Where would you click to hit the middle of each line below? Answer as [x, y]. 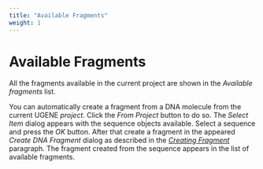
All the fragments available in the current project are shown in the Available [131, 83]
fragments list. [32, 92]
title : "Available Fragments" [59, 15]
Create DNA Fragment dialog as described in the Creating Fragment [119, 140]
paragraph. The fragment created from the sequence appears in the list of [129, 149]
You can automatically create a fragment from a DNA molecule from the [125, 107]
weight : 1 [25, 23]
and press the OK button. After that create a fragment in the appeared [122, 132]
